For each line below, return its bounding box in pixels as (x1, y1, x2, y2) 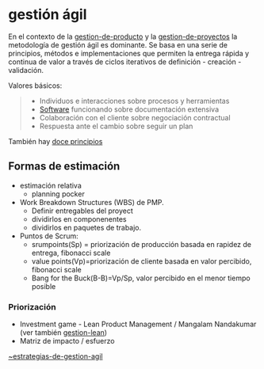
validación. (8, 65, 44, 74)
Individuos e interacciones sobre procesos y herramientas (39, 96, 230, 105)
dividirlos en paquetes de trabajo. (31, 223, 142, 232)
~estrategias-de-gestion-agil (8, 352, 103, 361)
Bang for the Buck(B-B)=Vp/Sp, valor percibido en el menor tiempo (31, 273, 251, 283)
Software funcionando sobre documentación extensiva (39, 105, 220, 114)
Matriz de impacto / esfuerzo (19, 337, 115, 346)
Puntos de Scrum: (19, 231, 78, 241)
